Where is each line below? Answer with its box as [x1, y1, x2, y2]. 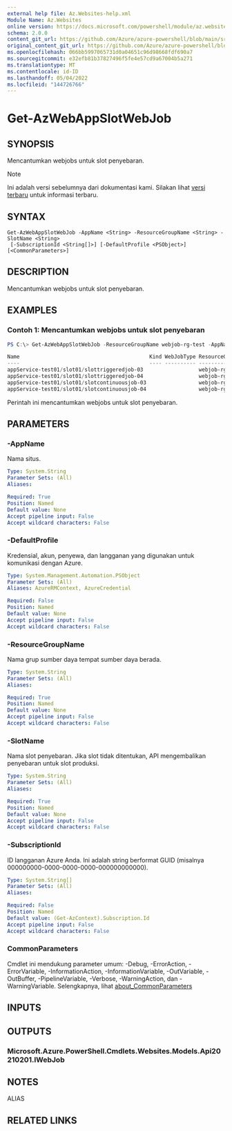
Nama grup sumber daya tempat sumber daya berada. [7, 655, 162, 663]
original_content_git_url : [7, 42, 85, 49]
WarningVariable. [7, 981, 57, 990]
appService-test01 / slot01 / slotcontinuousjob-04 [7, 386, 147, 392]
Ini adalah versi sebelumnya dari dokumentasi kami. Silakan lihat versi [7, 183, 206, 192]
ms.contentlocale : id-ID [7, 68, 79, 75]
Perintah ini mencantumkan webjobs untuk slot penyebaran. [7, 398, 178, 406]
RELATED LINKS [7, 1114, 77, 1126]
